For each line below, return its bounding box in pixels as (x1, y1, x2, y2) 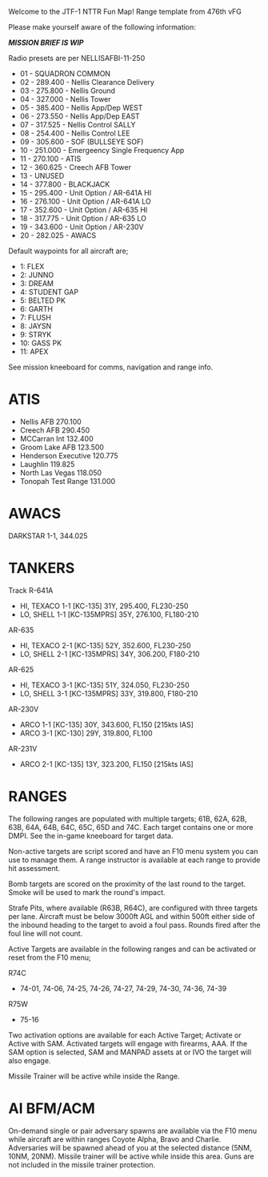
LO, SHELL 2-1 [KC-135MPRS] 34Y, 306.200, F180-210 (19, 649, 200, 659)
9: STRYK (19, 330, 52, 339)
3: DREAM (19, 279, 54, 288)
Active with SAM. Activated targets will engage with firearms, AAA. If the (8, 1038, 248, 1048)
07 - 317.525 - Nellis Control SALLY (19, 120, 136, 129)
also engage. (8, 1055, 51, 1065)
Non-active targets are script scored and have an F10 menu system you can (8, 846, 258, 856)
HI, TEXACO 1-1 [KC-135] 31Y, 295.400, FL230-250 (19, 601, 189, 611)
